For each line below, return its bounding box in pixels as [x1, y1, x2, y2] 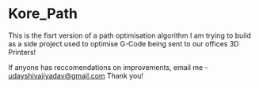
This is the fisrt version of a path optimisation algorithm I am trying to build [8, 31, 252, 40]
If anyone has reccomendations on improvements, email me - [8, 62, 208, 71]
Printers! [8, 47, 36, 57]
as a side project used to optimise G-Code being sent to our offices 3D [8, 38, 239, 48]
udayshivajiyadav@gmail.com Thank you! [8, 71, 144, 80]
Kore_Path [8, 5, 78, 23]
